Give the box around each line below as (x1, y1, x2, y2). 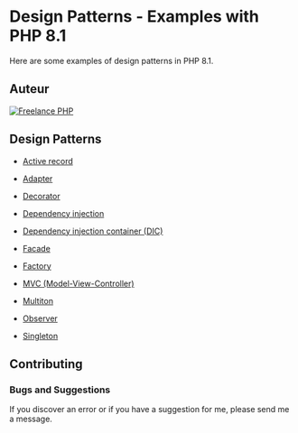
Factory (22, 260, 51, 272)
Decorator (22, 190, 61, 201)
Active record (22, 155, 74, 166)
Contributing (9, 356, 83, 372)
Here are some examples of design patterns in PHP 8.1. (9, 55, 214, 66)
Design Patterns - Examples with (9, 6, 260, 27)
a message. (9, 413, 52, 425)
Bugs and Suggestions (9, 383, 111, 396)
